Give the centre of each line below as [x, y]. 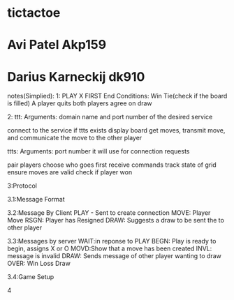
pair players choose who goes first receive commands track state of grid [112, 165]
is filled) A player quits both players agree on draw [80, 103]
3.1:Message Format [36, 200]
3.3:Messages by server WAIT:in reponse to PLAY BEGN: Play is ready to [112, 241]
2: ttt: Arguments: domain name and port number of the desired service [110, 117]
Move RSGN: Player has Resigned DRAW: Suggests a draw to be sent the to [116, 220]
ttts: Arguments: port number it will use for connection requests [98, 151]
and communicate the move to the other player [75, 138]
